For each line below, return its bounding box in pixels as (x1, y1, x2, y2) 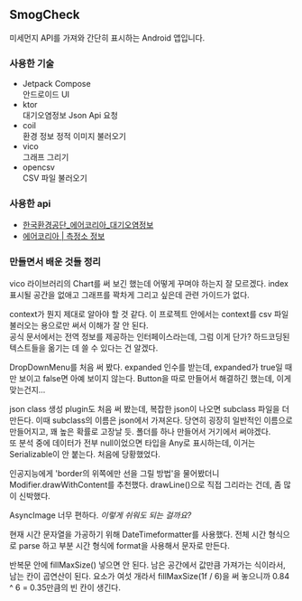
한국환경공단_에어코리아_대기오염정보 (22, 220, 154, 230)
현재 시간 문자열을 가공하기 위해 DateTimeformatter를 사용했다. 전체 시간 (9, 529, 267, 540)
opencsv (22, 162, 56, 173)
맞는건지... (9, 384, 46, 395)
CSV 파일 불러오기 (22, 173, 87, 183)
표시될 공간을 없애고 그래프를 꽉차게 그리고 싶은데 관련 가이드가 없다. (9, 289, 250, 300)
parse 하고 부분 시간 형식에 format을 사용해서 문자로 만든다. (18, 540, 230, 550)
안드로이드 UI (22, 89, 70, 100)
